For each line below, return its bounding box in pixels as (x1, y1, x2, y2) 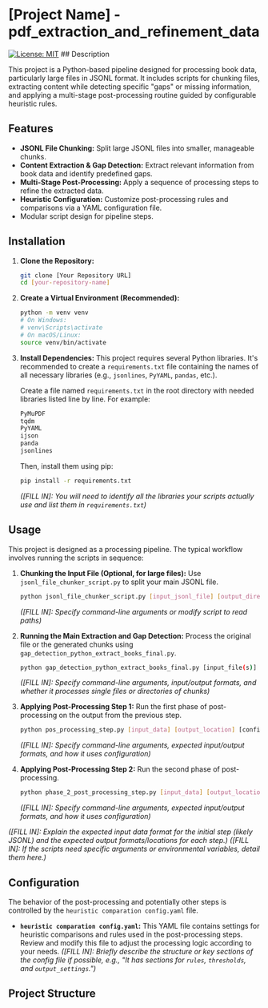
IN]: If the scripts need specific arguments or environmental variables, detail (8, 844, 260, 854)
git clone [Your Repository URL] (19, 271, 132, 280)
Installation (8, 235, 66, 248)
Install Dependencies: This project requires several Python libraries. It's (19, 353, 258, 362)
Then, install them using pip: (19, 461, 114, 470)
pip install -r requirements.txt (19, 477, 132, 485)
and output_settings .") (19, 963, 97, 973)
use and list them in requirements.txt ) (19, 499, 146, 510)
